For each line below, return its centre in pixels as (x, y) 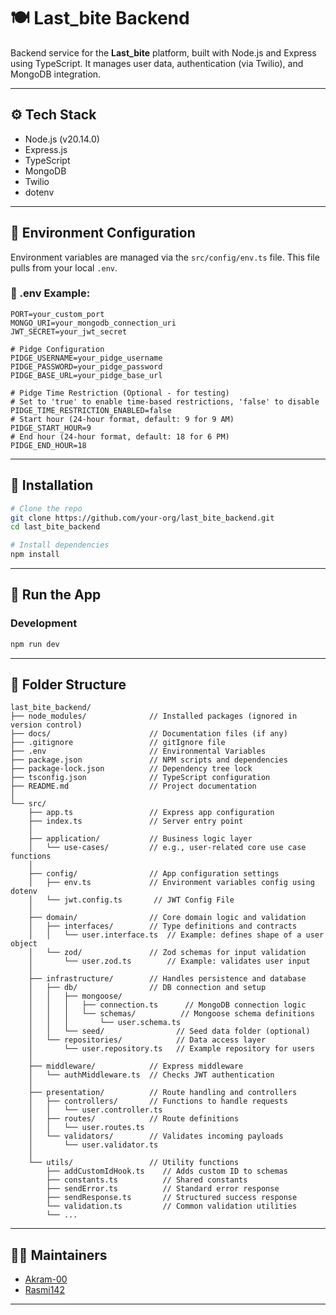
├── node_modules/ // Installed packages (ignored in (154, 716)
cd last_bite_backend (55, 527)
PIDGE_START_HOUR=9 (51, 428)
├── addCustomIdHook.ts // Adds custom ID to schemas (167, 1171)
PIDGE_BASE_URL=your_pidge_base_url (86, 375)
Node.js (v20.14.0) (62, 139)
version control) (46, 725)
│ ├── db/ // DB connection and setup (147, 988)
